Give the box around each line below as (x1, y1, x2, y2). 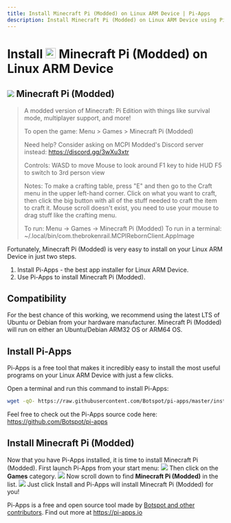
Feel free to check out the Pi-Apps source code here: (7, 410, 158, 418)
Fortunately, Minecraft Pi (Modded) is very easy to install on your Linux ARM (7, 245, 223, 253)
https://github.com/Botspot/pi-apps (7, 418, 108, 425)
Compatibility (7, 292, 67, 304)
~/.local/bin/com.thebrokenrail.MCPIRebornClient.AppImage (23, 231, 195, 239)
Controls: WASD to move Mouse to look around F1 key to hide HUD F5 (23, 161, 222, 169)
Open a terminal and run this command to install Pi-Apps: (7, 385, 169, 393)
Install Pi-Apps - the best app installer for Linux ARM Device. (16, 266, 189, 274)
